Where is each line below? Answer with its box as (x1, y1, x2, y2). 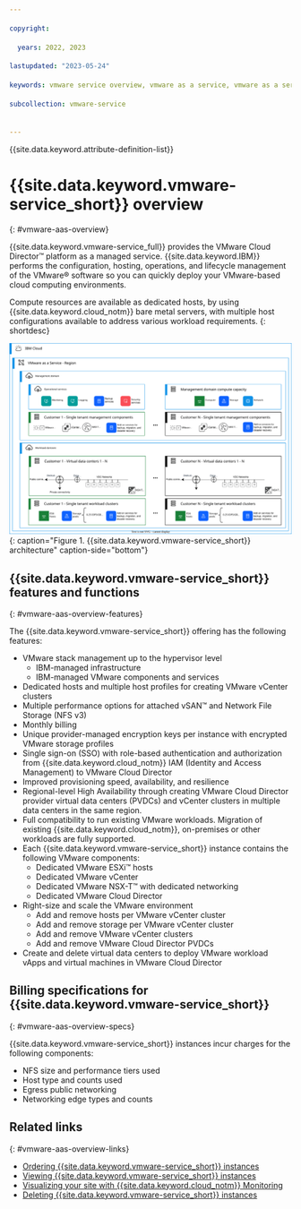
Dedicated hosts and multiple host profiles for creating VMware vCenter (21, 682, 288, 692)
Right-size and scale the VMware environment (21, 900, 193, 911)
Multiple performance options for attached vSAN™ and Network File (21, 700, 272, 711)
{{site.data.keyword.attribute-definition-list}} (9, 144, 175, 155)
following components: (9, 1048, 94, 1059)
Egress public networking (21, 1084, 117, 1094)
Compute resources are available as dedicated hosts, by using (9, 296, 239, 308)
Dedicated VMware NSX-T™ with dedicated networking (35, 881, 239, 892)
